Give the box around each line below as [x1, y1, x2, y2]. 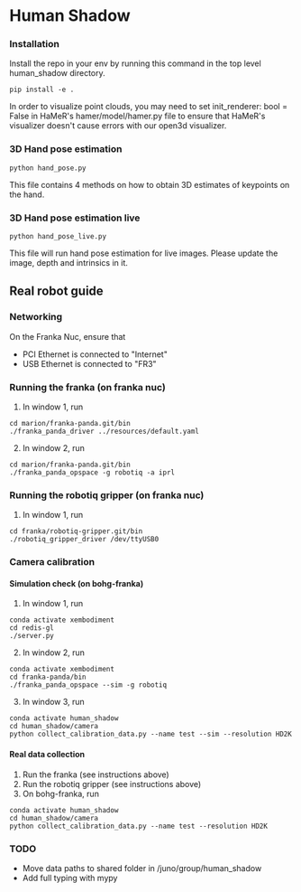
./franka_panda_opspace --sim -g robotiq [9, 681, 168, 690]
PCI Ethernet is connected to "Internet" [22, 349, 169, 360]
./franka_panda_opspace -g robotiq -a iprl [9, 468, 176, 477]
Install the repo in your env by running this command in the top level [9, 58, 261, 69]
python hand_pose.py [9, 164, 87, 173]
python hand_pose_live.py [9, 232, 106, 241]
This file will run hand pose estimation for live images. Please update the [9, 248, 278, 258]
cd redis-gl [9, 624, 54, 633]
